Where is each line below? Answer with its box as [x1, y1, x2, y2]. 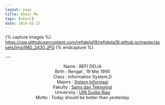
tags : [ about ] [5, 16, 34, 21]
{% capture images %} [5, 34, 52, 40]
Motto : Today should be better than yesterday [35, 95, 130, 101]
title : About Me [5, 12, 38, 17]
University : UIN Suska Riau [55, 89, 110, 95]
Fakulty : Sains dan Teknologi [53, 84, 112, 90]
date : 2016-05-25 [5, 21, 41, 26]
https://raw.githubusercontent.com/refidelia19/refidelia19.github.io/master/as [5, 40, 160, 45]
